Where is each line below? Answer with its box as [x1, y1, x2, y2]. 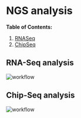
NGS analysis [6, 4, 73, 18]
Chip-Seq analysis [6, 91, 75, 100]
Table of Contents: [6, 23, 53, 30]
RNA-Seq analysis [6, 58, 75, 68]
